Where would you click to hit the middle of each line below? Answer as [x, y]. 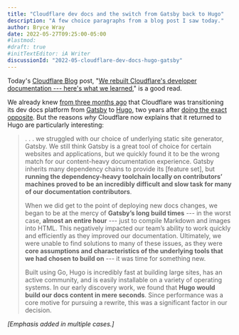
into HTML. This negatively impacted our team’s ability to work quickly [128, 228]
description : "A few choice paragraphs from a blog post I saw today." [116, 21]
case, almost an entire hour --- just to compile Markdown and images [128, 220]
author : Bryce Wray [36, 27]
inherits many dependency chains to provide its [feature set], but [120, 169]
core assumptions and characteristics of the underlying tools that [124, 251]
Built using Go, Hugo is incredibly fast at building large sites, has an [123, 272]
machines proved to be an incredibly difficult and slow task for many [128, 184]
